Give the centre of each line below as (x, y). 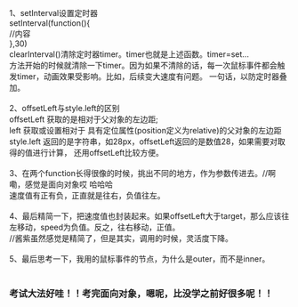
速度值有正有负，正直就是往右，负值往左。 (87, 195)
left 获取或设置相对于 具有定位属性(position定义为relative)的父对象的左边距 (145, 130)
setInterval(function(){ (50, 23)
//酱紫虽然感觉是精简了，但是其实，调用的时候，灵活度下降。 (121, 238)
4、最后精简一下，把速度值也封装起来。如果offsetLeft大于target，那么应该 (145, 216)
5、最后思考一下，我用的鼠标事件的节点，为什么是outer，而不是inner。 (140, 259)
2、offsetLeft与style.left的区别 (64, 108)
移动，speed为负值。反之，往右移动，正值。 (98, 227)
